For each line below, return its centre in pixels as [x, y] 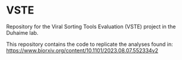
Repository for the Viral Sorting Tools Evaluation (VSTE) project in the [91, 26]
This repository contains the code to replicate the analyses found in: [90, 44]
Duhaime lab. [22, 32]
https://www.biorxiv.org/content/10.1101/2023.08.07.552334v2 [82, 50]
